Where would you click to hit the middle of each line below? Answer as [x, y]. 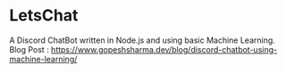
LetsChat [44, 16]
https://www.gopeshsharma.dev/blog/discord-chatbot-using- [164, 49]
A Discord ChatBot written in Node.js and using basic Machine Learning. [142, 40]
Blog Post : [29, 49]
